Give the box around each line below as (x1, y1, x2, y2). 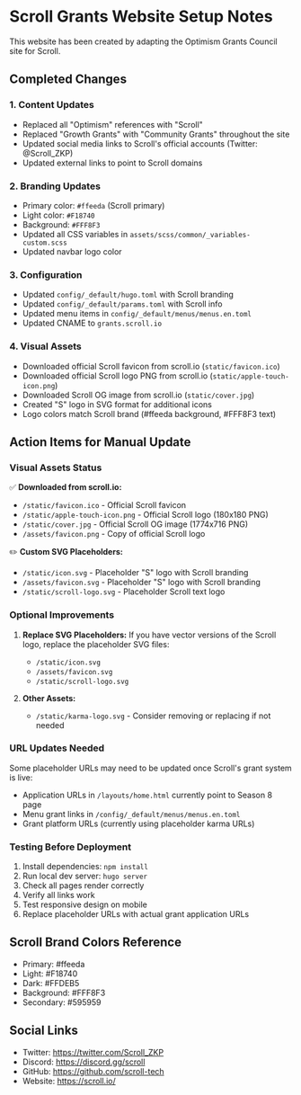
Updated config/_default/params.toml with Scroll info (22, 298, 223, 309)
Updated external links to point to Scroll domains (22, 157, 203, 168)
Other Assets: (22, 692, 76, 703)
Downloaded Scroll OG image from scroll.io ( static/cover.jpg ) (22, 389, 255, 400)
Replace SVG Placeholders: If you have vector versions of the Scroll (22, 629, 277, 640)
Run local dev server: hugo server (22, 870, 148, 882)
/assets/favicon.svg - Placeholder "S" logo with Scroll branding (22, 577, 261, 588)
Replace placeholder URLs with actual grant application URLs (22, 909, 250, 920)
